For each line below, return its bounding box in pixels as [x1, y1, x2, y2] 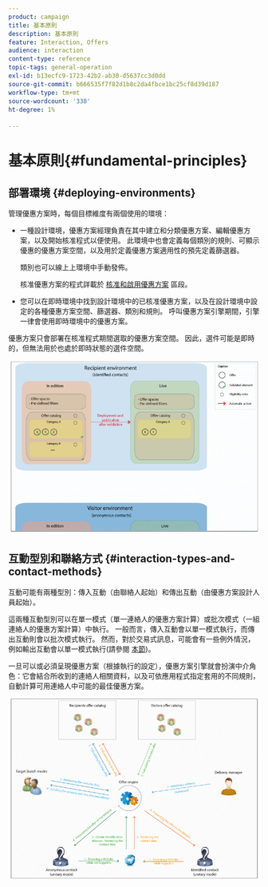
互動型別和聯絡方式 [8, 552, 103, 566]
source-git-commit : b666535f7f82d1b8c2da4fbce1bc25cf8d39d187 [8, 80, 219, 88]
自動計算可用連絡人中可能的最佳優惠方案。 [8, 681, 148, 691]
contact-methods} [8, 565, 103, 579]
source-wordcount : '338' [8, 97, 91, 105]
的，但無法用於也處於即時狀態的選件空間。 [8, 343, 148, 353]
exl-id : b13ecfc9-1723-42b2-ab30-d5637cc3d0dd [8, 72, 166, 80]
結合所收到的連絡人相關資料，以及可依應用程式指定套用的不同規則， [35, 671, 260, 680]
